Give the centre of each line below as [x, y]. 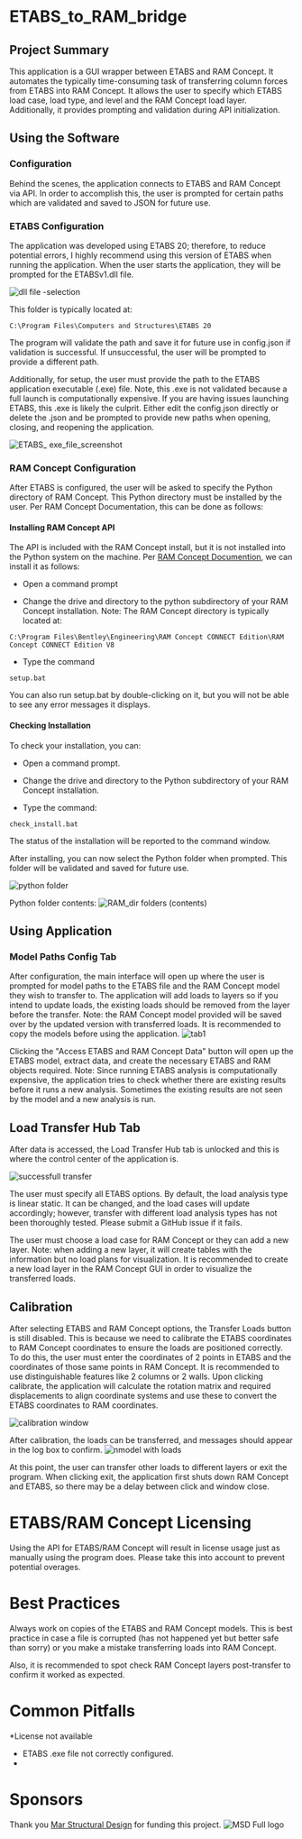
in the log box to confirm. [56, 1450]
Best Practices [65, 1604]
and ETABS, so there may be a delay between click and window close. [140, 1486]
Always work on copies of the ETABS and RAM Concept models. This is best [151, 1628]
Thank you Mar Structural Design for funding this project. [115, 1825]
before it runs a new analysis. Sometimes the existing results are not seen [146, 1090]
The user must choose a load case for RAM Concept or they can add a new [149, 1240]
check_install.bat [44, 824]
